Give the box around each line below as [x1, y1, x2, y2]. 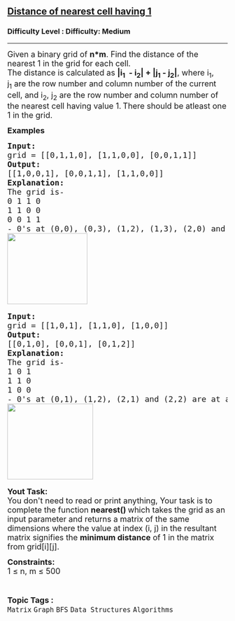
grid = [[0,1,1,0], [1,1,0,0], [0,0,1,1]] [7, 150, 197, 161]
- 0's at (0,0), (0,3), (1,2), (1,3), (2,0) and [7, 224, 226, 234]
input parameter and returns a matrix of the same [7, 514, 190, 524]
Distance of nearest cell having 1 [7, 6, 152, 18]
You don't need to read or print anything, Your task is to [7, 496, 213, 506]
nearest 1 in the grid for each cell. [7, 58, 131, 69]
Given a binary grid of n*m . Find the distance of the [7, 49, 199, 59]
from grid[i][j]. [7, 542, 59, 552]
